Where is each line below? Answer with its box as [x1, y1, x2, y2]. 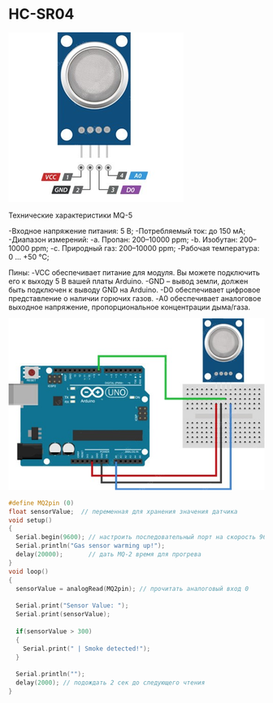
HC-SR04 [8, 5, 75, 24]
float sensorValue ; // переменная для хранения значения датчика [8, 507, 238, 515]
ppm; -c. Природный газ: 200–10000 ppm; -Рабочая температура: [31, 243, 260, 252]
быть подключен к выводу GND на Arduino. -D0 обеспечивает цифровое [8, 285, 261, 295]
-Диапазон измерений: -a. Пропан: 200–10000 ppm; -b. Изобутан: [8, 235, 238, 244]
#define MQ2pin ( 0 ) [8, 498, 75, 507]
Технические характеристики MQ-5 [8, 210, 133, 220]
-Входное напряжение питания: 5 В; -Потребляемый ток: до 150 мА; [8, 226, 246, 235]
